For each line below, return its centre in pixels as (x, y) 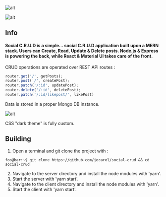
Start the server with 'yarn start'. (45, 179)
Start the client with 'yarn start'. (44, 189)
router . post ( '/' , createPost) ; (37, 81)
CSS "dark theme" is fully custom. (40, 123)
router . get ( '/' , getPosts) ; (34, 76)
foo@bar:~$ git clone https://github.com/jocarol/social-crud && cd (77, 160)
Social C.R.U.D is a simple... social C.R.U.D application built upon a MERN (82, 45)
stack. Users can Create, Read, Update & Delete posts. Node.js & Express (82, 51)
